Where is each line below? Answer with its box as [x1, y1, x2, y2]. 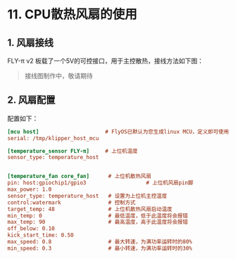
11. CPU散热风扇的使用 [7, 6, 137, 23]
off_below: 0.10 [7, 225, 55, 232]
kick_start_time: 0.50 [7, 232, 74, 239]
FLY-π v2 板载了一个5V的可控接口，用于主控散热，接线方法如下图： [7, 57, 204, 65]
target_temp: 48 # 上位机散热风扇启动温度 [7, 206, 173, 213]
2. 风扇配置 [7, 94, 56, 106]
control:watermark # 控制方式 [7, 198, 136, 206]
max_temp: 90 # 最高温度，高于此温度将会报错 [7, 219, 188, 226]
